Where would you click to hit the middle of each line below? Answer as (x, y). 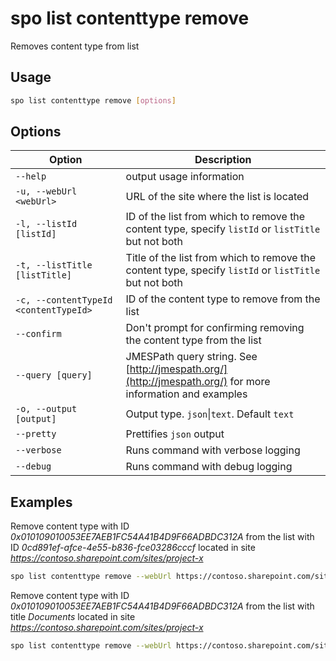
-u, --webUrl (46, 191)
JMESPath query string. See (191, 357)
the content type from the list (193, 340)
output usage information (185, 177)
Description (223, 160)
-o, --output (46, 409)
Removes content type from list (75, 46)
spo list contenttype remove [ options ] (93, 100)
